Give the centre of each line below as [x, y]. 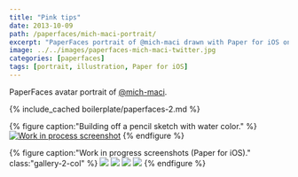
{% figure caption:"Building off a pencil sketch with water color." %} [133, 126]
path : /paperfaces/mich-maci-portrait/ [83, 34]
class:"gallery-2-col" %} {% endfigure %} [108, 163]
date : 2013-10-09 [41, 26]
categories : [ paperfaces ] [57, 58]
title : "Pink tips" [45, 17]
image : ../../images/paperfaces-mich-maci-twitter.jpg [113, 50]
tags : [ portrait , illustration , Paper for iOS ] [99, 67]
